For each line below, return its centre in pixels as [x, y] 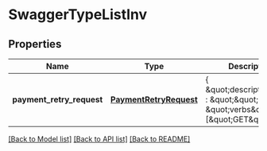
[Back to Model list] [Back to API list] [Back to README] [99, 139]
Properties [35, 44]
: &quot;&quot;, [233, 99]
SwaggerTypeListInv [78, 15]
